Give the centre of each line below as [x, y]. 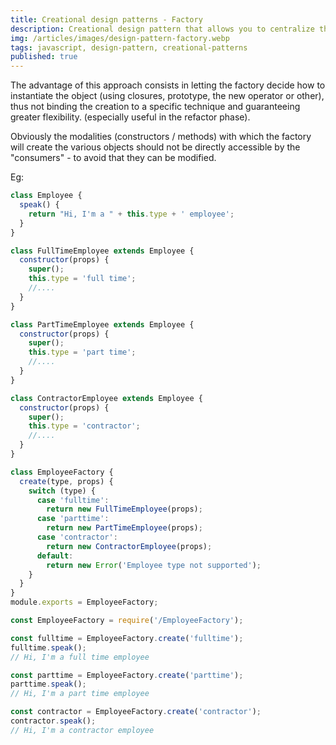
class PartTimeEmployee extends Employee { [102, 324]
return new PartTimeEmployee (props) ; [124, 528]
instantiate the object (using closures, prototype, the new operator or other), [167, 96]
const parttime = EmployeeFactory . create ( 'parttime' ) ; [127, 675]
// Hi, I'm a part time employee [80, 694]
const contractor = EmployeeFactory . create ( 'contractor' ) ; [136, 712]
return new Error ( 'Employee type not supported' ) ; [154, 565]
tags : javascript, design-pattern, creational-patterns [129, 47]
